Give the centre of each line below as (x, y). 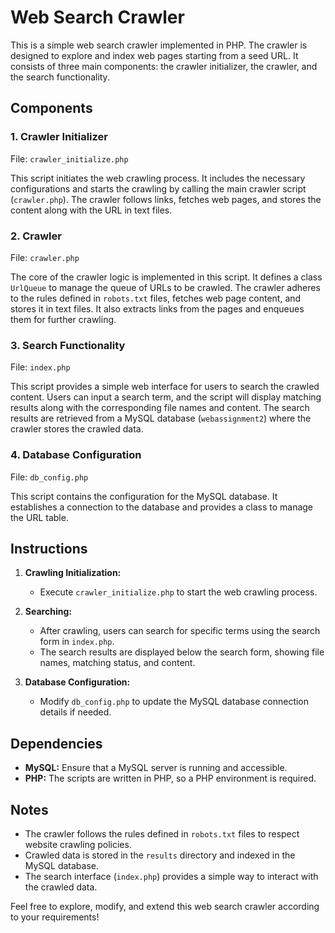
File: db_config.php (49, 477)
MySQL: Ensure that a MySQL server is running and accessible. (156, 768)
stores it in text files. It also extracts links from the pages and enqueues (157, 308)
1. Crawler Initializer (59, 137)
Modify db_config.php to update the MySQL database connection (174, 702)
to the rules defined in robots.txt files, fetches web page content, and (156, 298)
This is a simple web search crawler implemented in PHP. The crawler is (159, 45)
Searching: (48, 612)
